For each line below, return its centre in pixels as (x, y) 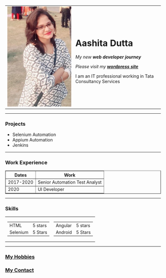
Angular (64, 225)
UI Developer (51, 189)
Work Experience (26, 163)
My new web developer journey (108, 57)
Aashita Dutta (104, 43)
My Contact (20, 270)
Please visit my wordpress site (107, 66)
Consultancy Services (98, 81)
